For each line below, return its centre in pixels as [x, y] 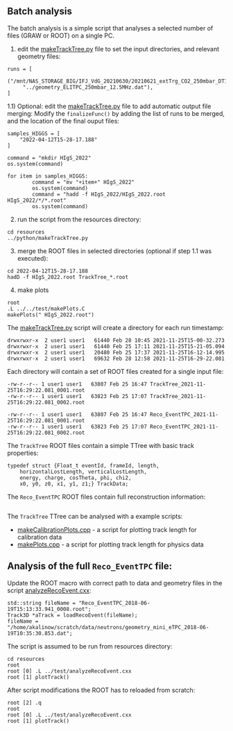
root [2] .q [24, 703]
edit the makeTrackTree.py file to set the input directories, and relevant [118, 49]
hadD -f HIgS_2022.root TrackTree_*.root [68, 277]
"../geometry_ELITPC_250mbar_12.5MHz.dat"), [88, 87]
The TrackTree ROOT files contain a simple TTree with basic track [101, 445]
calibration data [40, 537]
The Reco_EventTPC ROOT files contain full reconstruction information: [106, 497]
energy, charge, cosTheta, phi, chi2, [76, 478]
